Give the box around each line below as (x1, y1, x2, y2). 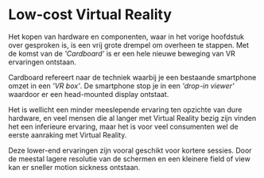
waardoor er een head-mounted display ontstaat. (8, 89, 169, 99)
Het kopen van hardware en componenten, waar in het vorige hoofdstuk (8, 32, 245, 41)
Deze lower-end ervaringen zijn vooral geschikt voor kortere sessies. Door (8, 145, 252, 155)
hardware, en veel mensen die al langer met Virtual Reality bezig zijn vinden (8, 113, 257, 122)
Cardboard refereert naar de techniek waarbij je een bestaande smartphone (8, 72, 257, 82)
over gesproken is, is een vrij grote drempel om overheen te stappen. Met (8, 40, 249, 49)
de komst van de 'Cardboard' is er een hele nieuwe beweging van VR (8, 48, 236, 58)
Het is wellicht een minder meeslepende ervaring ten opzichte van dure (8, 105, 243, 114)
